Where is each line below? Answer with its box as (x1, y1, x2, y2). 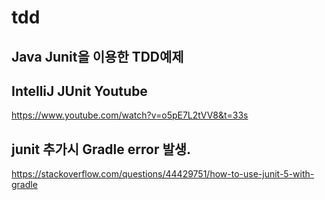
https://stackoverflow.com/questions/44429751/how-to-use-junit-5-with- (11, 168, 315, 180)
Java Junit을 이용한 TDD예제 (11, 48, 184, 65)
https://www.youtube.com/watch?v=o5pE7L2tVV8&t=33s (11, 109, 249, 121)
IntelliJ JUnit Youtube (11, 82, 148, 100)
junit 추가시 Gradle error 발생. (11, 141, 192, 158)
